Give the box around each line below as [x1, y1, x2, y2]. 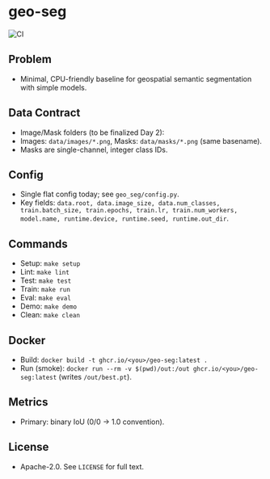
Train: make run [19, 284, 71, 294]
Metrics [8, 395, 49, 410]
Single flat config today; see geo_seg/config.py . [19, 189, 179, 200]
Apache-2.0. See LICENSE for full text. [19, 461, 144, 471]
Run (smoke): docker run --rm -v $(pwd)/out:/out [19, 363, 190, 373]
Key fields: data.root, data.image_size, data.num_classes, [19, 198, 221, 208]
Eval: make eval [19, 293, 71, 303]
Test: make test [19, 275, 72, 285]
